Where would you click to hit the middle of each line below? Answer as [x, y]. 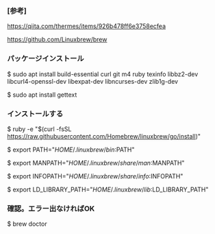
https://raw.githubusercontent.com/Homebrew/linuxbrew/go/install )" [104, 136]
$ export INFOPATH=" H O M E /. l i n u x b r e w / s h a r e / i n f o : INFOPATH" [95, 176]
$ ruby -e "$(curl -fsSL [39, 129]
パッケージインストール [46, 58]
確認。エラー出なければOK [51, 209]
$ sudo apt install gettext [42, 95]
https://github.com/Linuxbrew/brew [57, 40]
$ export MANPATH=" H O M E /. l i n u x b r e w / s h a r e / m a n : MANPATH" [96, 163]
